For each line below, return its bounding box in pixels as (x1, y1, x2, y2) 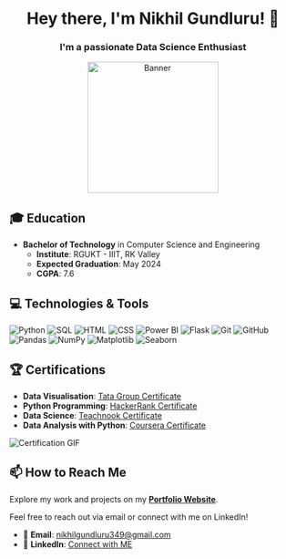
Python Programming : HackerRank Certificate (22, 400, 198, 411)
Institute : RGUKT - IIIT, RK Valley (36, 249, 161, 260)
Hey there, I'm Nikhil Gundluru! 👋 (26, 8, 280, 29)
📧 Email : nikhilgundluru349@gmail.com (22, 529, 171, 540)
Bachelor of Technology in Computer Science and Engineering (22, 239, 260, 250)
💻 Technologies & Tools (9, 295, 149, 311)
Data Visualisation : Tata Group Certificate (22, 390, 182, 401)
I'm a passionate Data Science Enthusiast (59, 41, 247, 54)
